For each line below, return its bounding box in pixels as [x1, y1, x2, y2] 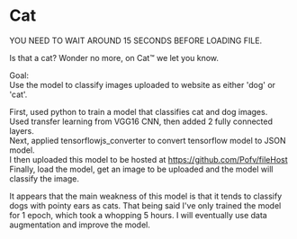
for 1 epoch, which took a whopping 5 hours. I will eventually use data [9, 209, 267, 220]
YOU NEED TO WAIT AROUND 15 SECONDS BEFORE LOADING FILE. [9, 35, 263, 46]
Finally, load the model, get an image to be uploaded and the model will [9, 164, 274, 174]
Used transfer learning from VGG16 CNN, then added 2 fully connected [9, 116, 273, 127]
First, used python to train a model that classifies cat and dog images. [9, 106, 268, 117]
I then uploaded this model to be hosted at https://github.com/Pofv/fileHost [9, 154, 288, 164]
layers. [9, 125, 34, 136]
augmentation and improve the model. [9, 219, 151, 230]
